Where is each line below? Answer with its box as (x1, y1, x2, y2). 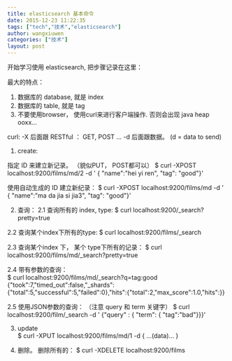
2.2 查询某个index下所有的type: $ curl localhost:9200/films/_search (7, 229, 201, 236)
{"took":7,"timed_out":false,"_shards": (7, 281, 115, 289)
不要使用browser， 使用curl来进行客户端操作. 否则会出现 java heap (17, 110, 210, 118)
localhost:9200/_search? (132, 206, 204, 214)
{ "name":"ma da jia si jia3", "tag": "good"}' (7, 191, 131, 200)
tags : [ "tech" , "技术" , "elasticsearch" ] (7, 23, 122, 30)
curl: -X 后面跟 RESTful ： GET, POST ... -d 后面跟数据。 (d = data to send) (7, 132, 222, 141)
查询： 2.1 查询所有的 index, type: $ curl (17, 206, 131, 214)
